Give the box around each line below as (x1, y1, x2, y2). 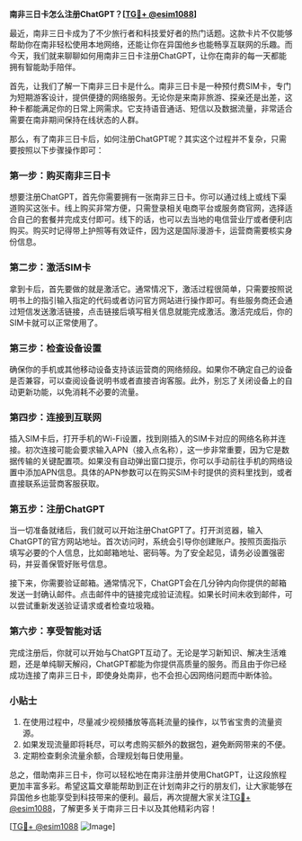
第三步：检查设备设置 (9, 342, 102, 354)
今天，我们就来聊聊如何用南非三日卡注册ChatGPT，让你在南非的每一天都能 (9, 50, 288, 61)
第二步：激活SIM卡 (9, 261, 92, 273)
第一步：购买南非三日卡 (9, 169, 111, 182)
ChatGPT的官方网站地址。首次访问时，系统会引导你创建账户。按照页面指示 (9, 536, 288, 547)
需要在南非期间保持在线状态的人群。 (9, 114, 144, 125)
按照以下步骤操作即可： (16, 145, 104, 156)
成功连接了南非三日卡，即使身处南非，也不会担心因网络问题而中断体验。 (9, 669, 277, 680)
